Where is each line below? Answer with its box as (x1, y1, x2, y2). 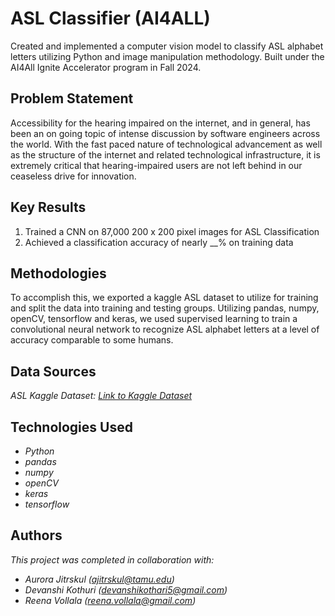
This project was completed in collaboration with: (10, 553, 215, 566)
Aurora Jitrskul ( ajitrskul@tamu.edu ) (24, 573, 175, 585)
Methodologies (10, 265, 107, 282)
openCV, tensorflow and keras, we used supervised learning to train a (10, 313, 298, 325)
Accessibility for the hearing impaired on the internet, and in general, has (10, 117, 311, 129)
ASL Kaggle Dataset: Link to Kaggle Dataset (10, 390, 193, 402)
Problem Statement (10, 90, 134, 107)
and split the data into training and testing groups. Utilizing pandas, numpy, (10, 302, 320, 314)
